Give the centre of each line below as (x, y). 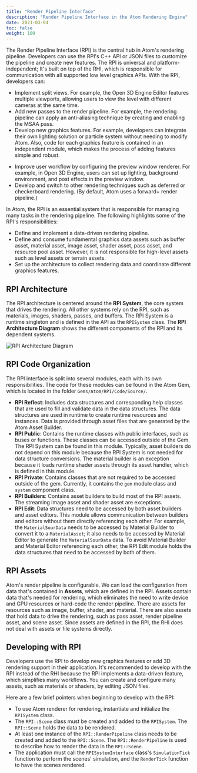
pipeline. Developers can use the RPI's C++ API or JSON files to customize (96, 56)
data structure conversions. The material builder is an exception (92, 459)
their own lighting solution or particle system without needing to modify (101, 136)
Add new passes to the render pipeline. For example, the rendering (96, 112)
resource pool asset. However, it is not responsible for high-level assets (101, 252)
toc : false (19, 28)
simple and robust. (37, 155)
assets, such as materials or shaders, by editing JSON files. (78, 686)
